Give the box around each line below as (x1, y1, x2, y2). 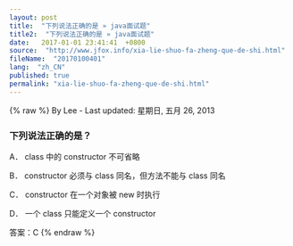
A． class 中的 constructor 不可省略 (9, 151, 140, 161)
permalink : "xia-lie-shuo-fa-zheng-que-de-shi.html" (9, 79, 210, 88)
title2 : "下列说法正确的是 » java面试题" (9, 29, 155, 38)
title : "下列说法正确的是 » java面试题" (9, 21, 151, 30)
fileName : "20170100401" (9, 54, 105, 63)
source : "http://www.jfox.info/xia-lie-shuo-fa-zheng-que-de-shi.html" (9, 46, 286, 55)
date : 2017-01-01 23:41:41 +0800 (9, 37, 146, 47)
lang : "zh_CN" (9, 63, 66, 72)
